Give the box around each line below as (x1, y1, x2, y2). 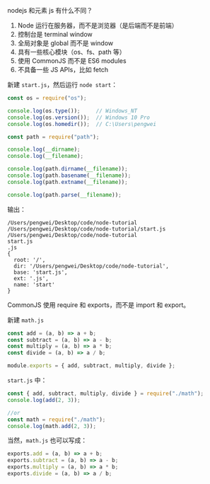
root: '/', (13, 256, 46, 263)
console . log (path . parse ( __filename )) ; (7, 191, 122, 198)
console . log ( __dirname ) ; (7, 146, 81, 154)
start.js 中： (7, 376, 47, 384)
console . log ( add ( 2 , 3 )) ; (7, 396, 81, 403)
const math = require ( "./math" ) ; (7, 416, 106, 423)
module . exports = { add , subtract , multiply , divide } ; (7, 362, 175, 369)
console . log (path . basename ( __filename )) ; (7, 172, 132, 179)
